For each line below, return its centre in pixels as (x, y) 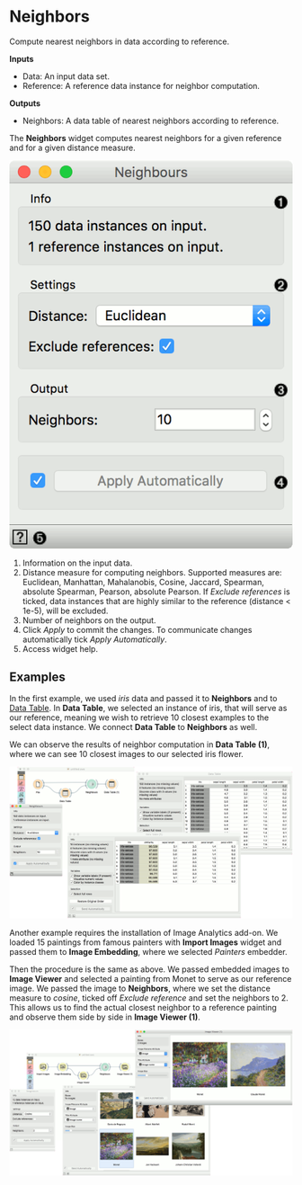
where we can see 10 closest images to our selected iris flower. (127, 754)
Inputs (22, 58)
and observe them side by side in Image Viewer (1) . (105, 1017)
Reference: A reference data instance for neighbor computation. (141, 85)
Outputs (25, 103)
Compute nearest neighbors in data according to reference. (120, 41)
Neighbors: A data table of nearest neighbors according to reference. (151, 120)
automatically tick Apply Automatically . (95, 639)
